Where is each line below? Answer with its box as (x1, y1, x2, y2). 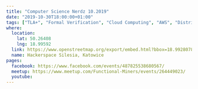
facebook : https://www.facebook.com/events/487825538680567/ (11, 63, 165, 69)
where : (6, 25, 22, 31)
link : (11, 47, 25, 53)
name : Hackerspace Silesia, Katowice (11, 52, 104, 58)
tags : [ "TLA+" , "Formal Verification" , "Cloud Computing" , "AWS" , (6, 19, 173, 25)
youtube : (11, 74, 33, 80)
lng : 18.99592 (16, 42, 51, 47)
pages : (6, 57, 22, 63)
